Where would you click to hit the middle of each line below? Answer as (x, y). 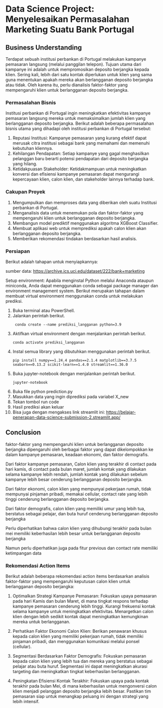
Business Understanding (44, 47)
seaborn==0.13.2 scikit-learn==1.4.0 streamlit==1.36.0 (70, 364)
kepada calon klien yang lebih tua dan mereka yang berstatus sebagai (82, 661)
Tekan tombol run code (36, 402)
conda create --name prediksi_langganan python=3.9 (68, 324)
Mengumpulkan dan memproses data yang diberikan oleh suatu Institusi (85, 202)
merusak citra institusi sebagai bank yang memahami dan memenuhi (81, 143)
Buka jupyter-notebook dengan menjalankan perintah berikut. (74, 373)
